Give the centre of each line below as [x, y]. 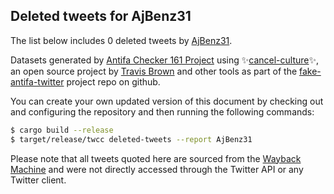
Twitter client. [38, 180]
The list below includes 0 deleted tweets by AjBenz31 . [121, 40]
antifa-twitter [37, 81]
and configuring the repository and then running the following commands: [162, 111]
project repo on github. [113, 81]
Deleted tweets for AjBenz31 [101, 16]
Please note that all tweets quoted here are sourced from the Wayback [156, 158]
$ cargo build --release [62, 130]
